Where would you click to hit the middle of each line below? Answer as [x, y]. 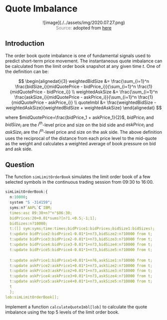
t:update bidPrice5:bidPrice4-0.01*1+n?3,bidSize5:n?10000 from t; [81, 250]
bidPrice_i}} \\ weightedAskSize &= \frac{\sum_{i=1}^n [102, 92]
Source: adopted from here [84, 27]
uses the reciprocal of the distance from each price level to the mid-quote [81, 138]
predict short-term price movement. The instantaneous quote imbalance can [84, 61]
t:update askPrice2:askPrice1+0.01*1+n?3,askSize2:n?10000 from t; [81, 266]
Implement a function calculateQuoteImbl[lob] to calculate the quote [76, 307]
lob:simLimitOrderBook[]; [32, 297]
